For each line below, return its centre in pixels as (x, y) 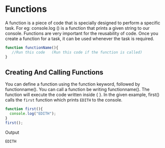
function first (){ (24, 109)
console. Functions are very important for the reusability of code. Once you (82, 33)
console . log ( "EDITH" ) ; (33, 114)
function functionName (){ (32, 48)
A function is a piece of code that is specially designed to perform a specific (83, 23)
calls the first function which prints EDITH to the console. (64, 100)
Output (12, 132)
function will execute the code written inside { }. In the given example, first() (82, 95)
